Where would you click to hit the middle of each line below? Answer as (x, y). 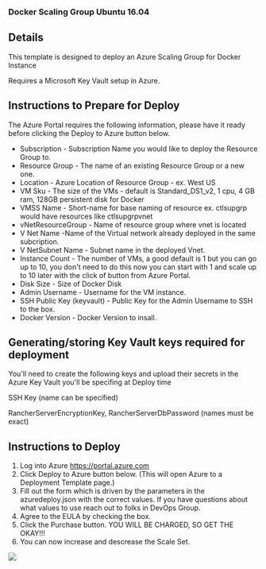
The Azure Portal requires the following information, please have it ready (127, 125)
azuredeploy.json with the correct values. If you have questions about (134, 500)
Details (26, 38)
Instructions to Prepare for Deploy (94, 106)
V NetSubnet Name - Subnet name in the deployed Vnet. (112, 250)
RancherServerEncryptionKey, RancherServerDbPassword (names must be (131, 413)
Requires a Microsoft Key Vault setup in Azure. (84, 80)
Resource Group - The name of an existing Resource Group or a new (132, 165)
